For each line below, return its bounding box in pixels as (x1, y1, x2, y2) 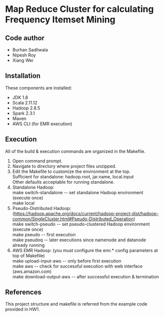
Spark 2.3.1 (12, 110, 35, 116)
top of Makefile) (12, 253, 45, 259)
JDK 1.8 (12, 94, 28, 100)
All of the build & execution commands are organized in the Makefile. (5, 148, 146, 154)
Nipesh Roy (12, 52, 36, 58)
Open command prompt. (12, 158, 63, 164)
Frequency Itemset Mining (5, 14, 115, 25)
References (5, 288, 42, 297)
